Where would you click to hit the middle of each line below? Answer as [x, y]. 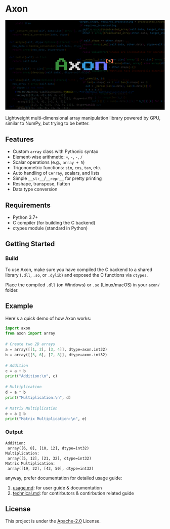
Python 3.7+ [25, 217]
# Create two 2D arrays [30, 344]
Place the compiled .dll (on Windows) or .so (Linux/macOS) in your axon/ [83, 285]
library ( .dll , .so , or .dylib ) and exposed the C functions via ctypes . [77, 275]
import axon [18, 328]
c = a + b [16, 371]
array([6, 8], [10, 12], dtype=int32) [48, 448]
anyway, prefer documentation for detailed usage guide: [64, 478]
